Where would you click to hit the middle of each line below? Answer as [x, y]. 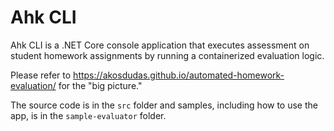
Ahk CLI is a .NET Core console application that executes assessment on [160, 45]
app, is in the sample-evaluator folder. [88, 115]
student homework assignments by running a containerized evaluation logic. [167, 55]
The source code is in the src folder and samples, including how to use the [164, 105]
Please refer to [41, 75]
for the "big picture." [100, 85]
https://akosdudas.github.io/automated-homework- [179, 75]
